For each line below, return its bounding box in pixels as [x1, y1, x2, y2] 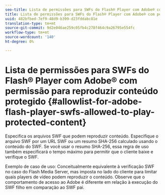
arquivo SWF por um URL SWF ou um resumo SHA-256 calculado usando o [5, 138, 158, 144]
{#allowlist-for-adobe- [47, 96, 142, 107]
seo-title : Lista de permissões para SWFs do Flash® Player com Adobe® [5, 7, 155, 12]
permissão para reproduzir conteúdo [5, 85, 159, 96]
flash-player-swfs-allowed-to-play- [5, 106, 155, 117]
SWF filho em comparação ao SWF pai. [5, 184, 84, 190]
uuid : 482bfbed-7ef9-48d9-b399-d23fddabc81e [5, 16, 98, 21]
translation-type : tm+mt [5, 21, 56, 26]
